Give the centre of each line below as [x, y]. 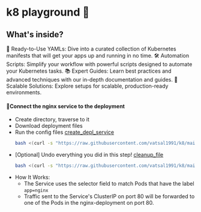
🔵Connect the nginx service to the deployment [65, 106]
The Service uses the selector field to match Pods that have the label [109, 183]
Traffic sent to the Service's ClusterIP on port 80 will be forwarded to [109, 196]
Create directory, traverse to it [52, 120]
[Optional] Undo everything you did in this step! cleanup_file [89, 155]
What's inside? [35, 35]
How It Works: [32, 177]
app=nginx [36, 190]
